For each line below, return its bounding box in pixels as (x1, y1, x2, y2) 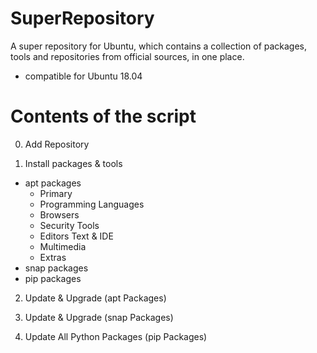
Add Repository (24, 138, 90, 150)
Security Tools (39, 219, 100, 231)
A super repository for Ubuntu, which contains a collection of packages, (10, 40, 308, 52)
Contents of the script (10, 105, 197, 128)
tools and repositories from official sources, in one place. (10, 50, 245, 62)
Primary (39, 187, 73, 199)
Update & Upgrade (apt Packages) (24, 292, 167, 304)
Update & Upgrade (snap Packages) (24, 311, 174, 323)
